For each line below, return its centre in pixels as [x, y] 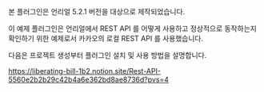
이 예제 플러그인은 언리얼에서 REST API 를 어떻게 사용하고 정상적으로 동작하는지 [133, 29]
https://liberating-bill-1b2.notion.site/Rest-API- [85, 71]
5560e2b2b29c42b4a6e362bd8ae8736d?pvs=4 [89, 79]
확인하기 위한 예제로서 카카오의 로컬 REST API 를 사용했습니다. [106, 38]
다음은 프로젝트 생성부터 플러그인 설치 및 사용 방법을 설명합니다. [108, 55]
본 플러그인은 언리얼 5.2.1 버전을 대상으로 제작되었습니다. [97, 11]
